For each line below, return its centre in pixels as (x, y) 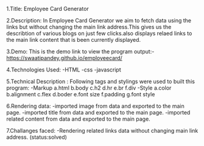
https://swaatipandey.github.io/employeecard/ (65, 58)
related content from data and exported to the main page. (78, 119)
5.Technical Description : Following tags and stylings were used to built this (100, 81)
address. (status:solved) (37, 137)
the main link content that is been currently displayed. (74, 40)
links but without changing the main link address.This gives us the (89, 27)
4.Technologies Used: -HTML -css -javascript (64, 70)
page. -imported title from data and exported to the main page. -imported (98, 112)
